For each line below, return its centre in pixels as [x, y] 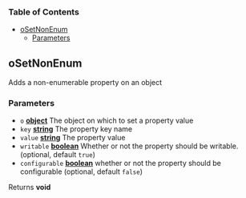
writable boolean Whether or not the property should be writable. [129, 146]
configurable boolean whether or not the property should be [121, 164]
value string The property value [73, 138]
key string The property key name [76, 129]
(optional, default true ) [58, 155]
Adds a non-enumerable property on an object [85, 83]
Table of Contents [44, 12]
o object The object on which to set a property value [107, 121]
